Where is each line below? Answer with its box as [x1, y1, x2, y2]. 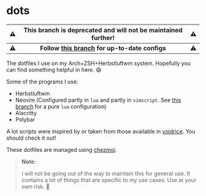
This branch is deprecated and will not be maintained [23, 26, 183, 34]
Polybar [15, 116, 36, 123]
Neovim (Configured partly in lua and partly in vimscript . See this [15, 96, 181, 104]
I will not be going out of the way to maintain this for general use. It [21, 170, 191, 177]
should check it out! [6, 134, 56, 141]
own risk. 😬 [21, 183, 50, 190]
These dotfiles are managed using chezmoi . [6, 146, 118, 153]
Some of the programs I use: [6, 78, 78, 85]
